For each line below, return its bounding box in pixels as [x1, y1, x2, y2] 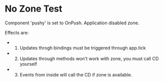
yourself [19, 61, 38, 67]
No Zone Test [5, 3, 62, 15]
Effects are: [5, 29, 29, 35]
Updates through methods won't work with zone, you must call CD [19, 55, 159, 61]
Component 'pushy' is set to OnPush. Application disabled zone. [5, 20, 140, 26]
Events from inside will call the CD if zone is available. [19, 71, 133, 77]
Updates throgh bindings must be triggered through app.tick [19, 45, 146, 51]
